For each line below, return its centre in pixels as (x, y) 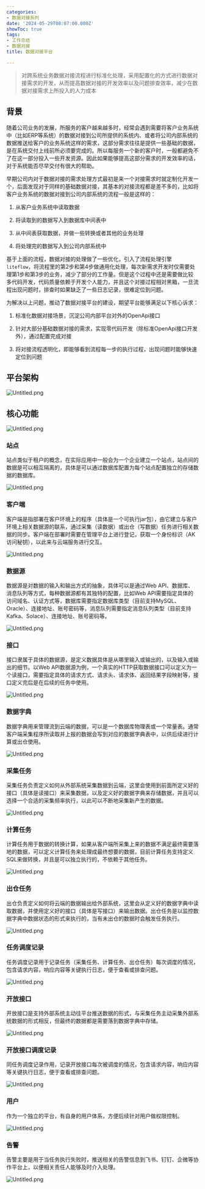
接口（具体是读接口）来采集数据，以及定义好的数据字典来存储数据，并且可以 (103, 792)
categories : (21, 12)
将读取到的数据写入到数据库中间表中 (61, 220)
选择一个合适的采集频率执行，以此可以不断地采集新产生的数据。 (86, 800)
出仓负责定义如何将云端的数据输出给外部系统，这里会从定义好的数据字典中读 (103, 903)
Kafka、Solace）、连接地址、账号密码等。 (58, 616)
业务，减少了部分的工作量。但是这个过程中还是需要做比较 (121, 274)
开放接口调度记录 (31, 1050)
